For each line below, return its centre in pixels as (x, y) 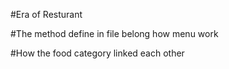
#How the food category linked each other (97, 53)
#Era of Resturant (46, 14)
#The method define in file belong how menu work (114, 33)
